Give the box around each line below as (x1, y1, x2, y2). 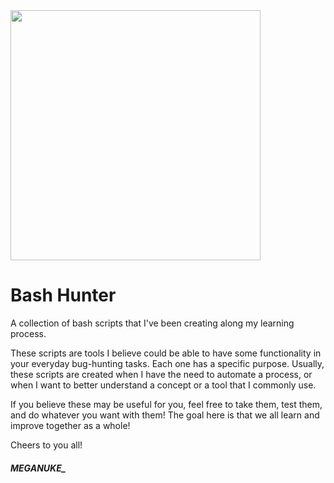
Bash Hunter (10, 284, 117, 307)
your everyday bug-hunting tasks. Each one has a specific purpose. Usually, (10, 357, 325, 369)
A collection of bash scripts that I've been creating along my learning (10, 317, 295, 329)
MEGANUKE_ (10, 462, 67, 474)
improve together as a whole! (10, 419, 131, 431)
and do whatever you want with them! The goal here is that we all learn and (10, 409, 320, 421)
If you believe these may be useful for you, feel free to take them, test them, (10, 398, 323, 410)
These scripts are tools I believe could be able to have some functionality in (10, 347, 322, 359)
